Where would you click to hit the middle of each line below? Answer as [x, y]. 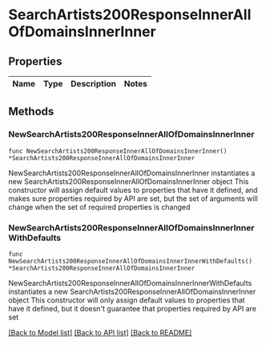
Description [93, 84]
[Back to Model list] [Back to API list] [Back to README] [100, 332]
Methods [31, 112]
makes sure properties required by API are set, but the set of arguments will [133, 199]
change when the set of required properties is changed [99, 207]
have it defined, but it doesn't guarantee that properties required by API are [132, 308]
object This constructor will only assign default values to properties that [127, 300]
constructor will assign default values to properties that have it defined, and [133, 190]
